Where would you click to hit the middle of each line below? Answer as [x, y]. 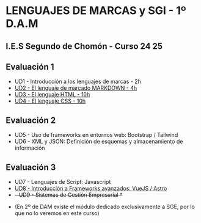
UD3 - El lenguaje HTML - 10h [52, 95]
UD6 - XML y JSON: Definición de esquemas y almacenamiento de [99, 142]
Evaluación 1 [30, 67]
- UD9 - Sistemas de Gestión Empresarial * [68, 195]
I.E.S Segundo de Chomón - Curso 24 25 [84, 46]
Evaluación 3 [31, 167]
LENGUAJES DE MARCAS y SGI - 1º [96, 11]
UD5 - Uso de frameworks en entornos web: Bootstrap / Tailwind [96, 135]
